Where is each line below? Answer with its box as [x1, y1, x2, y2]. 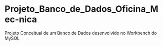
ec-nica [4, 14, 38, 25]
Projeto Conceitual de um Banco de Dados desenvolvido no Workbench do [4, 30, 157, 36]
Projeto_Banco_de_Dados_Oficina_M [4, 3, 159, 15]
